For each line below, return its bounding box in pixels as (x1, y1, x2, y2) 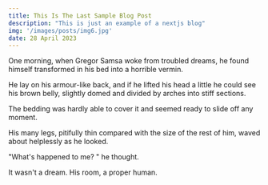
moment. (8, 113, 38, 123)
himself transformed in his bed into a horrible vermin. (8, 65, 184, 74)
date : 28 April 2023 (8, 34, 78, 42)
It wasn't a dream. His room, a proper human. (8, 167, 158, 177)
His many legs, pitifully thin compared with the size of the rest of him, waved (8, 128, 261, 138)
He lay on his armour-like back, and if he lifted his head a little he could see (8, 80, 256, 90)
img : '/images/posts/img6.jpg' (8, 26, 113, 34)
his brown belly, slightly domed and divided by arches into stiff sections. (8, 89, 246, 99)
